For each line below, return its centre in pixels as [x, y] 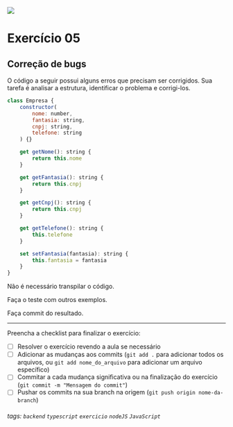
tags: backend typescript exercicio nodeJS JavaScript [84, 416]
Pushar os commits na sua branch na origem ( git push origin [106, 392]
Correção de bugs [47, 64]
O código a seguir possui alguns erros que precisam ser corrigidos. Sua [110, 81]
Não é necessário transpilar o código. [61, 286]
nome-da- [211, 393]
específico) [33, 370]
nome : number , [52, 114]
